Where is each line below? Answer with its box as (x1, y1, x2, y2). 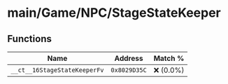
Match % (153, 54, 185, 63)
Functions (7, 33, 52, 45)
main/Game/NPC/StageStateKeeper (7, 5, 222, 21)
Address (114, 54, 143, 63)
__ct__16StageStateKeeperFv (10, 66, 104, 74)
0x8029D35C (111, 66, 147, 74)
